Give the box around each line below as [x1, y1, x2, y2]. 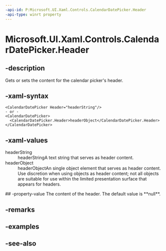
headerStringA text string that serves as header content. [17, 154, 134, 160]
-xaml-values [5, 136, 48, 144]
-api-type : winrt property [5, 12, 61, 17]
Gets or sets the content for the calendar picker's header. [5, 77, 123, 83]
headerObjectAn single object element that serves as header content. [17, 165, 161, 171]
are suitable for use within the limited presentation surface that [17, 176, 147, 182]
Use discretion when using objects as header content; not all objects [17, 170, 159, 176]
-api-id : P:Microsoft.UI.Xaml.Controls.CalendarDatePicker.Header [5, 7, 146, 12]
